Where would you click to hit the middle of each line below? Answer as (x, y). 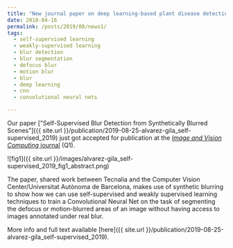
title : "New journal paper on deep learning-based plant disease (103, 14)
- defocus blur (35, 65)
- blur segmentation (43, 59)
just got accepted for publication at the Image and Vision (140, 138)
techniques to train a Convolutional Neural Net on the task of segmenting (111, 201)
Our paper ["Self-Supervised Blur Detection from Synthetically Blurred (107, 123)
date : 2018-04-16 (32, 20)
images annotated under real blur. (55, 216)
